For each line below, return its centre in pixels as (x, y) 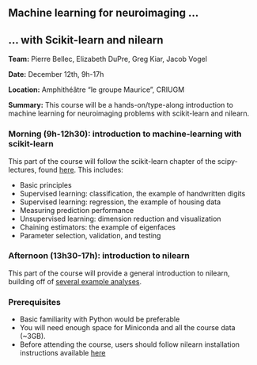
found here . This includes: (81, 169)
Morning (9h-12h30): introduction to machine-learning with (125, 134)
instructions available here (62, 353)
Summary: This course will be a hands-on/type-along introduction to (121, 105)
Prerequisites (34, 302)
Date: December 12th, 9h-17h (56, 74)
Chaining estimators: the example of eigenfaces (98, 227)
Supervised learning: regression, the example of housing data (120, 202)
